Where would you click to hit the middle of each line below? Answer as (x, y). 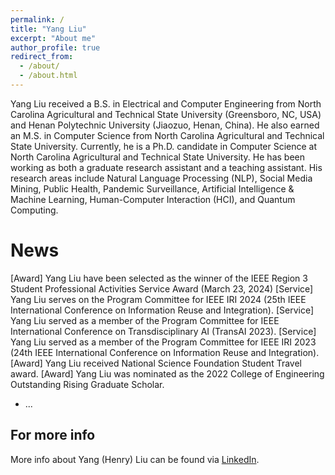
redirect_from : (42, 57)
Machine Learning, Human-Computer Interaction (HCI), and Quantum (153, 199)
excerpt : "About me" (53, 38)
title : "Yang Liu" (48, 29)
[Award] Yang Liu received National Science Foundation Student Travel (156, 363)
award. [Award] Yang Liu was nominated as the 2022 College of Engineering (167, 373)
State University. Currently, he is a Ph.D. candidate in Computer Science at (164, 146)
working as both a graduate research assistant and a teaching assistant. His (166, 167)
